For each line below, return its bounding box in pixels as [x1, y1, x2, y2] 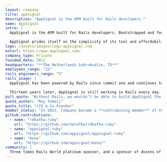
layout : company [5, 7, 39, 12]
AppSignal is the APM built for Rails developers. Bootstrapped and [9, 30, 155, 35]
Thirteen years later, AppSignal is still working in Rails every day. [9, 90, 162, 95]
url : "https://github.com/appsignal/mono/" [14, 140, 106, 145]
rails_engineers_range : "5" [5, 71, 64, 77]
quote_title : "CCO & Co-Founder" [5, 104, 75, 108]
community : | [5, 145, 32, 150]
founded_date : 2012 [5, 57, 46, 62]
